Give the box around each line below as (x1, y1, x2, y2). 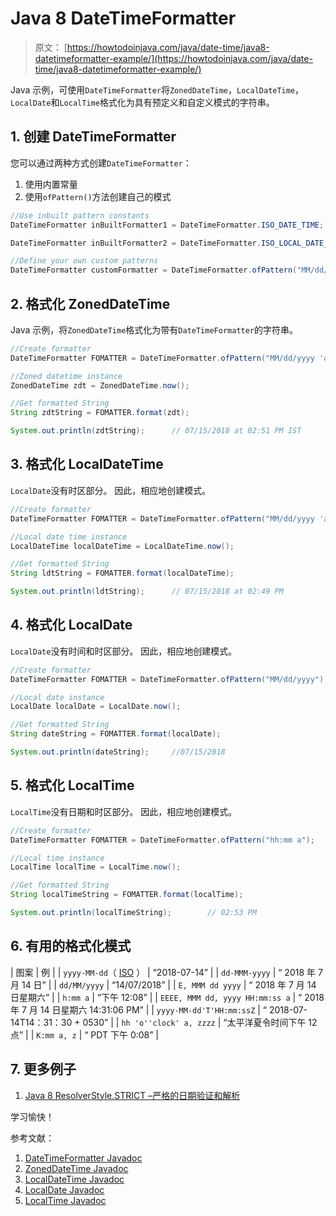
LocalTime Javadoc (24, 1194, 107, 1206)
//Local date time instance (10, 532, 128, 542)
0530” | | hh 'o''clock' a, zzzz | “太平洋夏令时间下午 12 (82, 1016, 318, 1028)
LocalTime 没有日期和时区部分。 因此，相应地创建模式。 (10, 805, 238, 817)
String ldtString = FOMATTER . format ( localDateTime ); (10, 568, 235, 579)
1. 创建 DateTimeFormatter (10, 128, 177, 146)
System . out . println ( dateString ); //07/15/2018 (10, 747, 226, 757)
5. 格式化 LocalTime (10, 777, 135, 794)
